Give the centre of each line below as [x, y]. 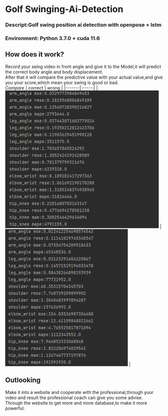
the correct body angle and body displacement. [54, 72]
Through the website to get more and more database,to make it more [76, 403]
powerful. [15, 408]
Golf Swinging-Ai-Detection [64, 9]
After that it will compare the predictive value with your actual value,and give [84, 77]
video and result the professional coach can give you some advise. [74, 397]
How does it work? [35, 54]
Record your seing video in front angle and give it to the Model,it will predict [83, 67]
